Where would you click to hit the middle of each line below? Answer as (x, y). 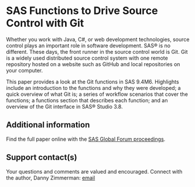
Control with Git (45, 23)
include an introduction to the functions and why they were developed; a (93, 88)
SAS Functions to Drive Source (82, 11)
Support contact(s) (42, 157)
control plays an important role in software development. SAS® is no (88, 46)
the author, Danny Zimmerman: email (51, 178)
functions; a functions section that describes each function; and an (87, 100)
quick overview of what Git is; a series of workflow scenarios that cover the (97, 94)
